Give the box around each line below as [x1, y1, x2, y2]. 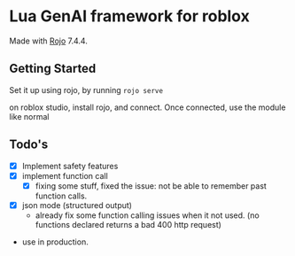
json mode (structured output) [21, 199, 133, 210]
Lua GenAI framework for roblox [9, 6, 250, 27]
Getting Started [9, 61, 97, 76]
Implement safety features [21, 160, 119, 171]
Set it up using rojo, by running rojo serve [9, 84, 164, 95]
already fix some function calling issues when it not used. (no [35, 210, 260, 221]
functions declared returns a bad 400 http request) [35, 219, 221, 229]
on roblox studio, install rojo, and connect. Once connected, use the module [9, 102, 286, 112]
